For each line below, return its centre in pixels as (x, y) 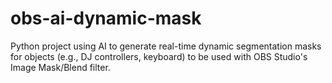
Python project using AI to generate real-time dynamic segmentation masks (166, 46)
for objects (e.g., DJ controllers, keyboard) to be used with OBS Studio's (159, 56)
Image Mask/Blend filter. (60, 67)
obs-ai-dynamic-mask (106, 18)
